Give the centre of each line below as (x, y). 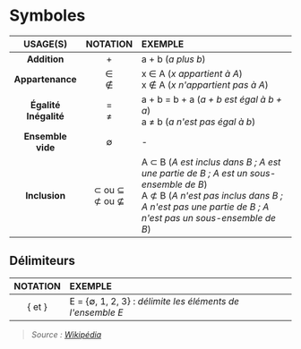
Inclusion (45, 195)
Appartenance (46, 79)
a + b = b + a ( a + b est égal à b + (211, 99)
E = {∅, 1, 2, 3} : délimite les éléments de (155, 301)
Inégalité (45, 115)
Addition (45, 59)
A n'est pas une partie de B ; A (205, 207)
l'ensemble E (96, 312)
